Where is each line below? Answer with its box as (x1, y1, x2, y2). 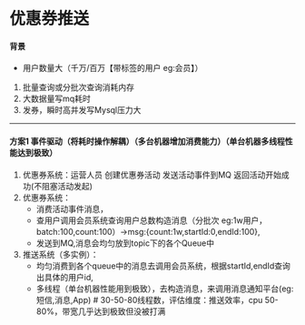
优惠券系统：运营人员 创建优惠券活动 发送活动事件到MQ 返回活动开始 (22, 169, 281, 180)
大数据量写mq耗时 (22, 93, 91, 105)
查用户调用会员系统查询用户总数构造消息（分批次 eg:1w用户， (35, 215, 268, 226)
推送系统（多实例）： (22, 249, 99, 259)
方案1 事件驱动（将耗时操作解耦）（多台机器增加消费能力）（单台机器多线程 (9, 136, 286, 147)
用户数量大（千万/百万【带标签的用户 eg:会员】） (22, 63, 203, 74)
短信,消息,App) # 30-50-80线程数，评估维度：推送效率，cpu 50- (35, 294, 279, 305)
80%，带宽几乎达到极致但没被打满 (35, 306, 166, 317)
